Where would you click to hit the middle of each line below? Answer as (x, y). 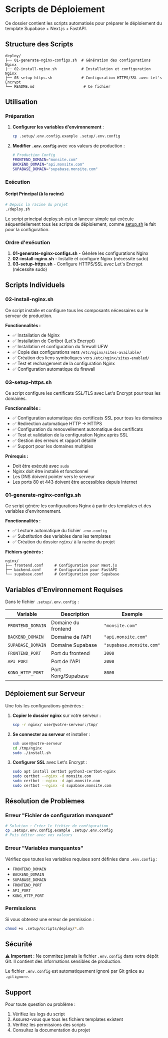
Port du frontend (70, 653)
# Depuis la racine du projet (37, 204)
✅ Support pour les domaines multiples (53, 446)
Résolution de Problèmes (45, 801)
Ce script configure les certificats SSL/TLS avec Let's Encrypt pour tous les (83, 393)
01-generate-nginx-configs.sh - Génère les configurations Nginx (80, 253)
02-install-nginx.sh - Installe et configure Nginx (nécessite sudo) (80, 258)
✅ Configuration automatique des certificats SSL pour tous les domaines (87, 418)
